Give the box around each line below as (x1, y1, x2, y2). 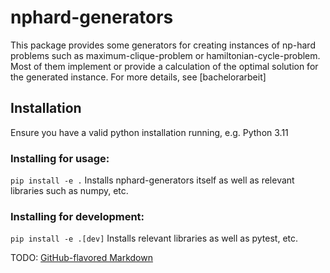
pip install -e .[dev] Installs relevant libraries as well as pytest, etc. (10, 232, 299, 245)
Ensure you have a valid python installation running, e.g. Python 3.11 (10, 126, 289, 138)
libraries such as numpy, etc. (10, 185, 129, 197)
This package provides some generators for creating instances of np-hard (10, 39, 316, 51)
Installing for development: (10, 209, 145, 223)
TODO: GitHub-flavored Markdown (10, 252, 153, 264)
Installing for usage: (10, 151, 110, 165)
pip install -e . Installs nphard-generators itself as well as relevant (10, 174, 295, 186)
